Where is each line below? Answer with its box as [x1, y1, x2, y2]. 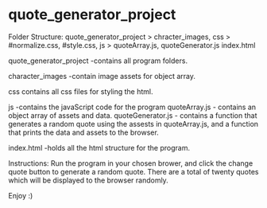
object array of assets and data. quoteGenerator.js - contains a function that [8, 110, 257, 120]
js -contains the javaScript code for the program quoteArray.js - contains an [8, 102, 257, 112]
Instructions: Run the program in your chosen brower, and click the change [8, 158, 253, 168]
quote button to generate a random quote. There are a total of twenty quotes [8, 167, 260, 176]
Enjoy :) [8, 190, 33, 200]
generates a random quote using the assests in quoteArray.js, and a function [8, 119, 259, 128]
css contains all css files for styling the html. [8, 86, 153, 96]
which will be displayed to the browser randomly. [8, 175, 168, 185]
